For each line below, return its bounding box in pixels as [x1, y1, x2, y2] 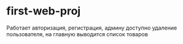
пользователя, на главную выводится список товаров [6, 30, 149, 37]
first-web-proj [6, 4, 81, 18]
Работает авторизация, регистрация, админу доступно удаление [6, 24, 177, 31]
